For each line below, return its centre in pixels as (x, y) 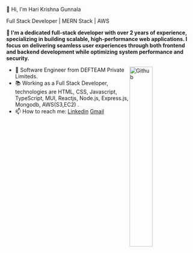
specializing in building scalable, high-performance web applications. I (97, 39)
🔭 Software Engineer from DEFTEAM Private (70, 70)
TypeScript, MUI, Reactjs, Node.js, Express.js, (72, 98)
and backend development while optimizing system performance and (95, 52)
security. (18, 58)
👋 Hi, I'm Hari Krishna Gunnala (44, 9)
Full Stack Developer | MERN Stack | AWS (58, 21)
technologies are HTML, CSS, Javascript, (66, 92)
